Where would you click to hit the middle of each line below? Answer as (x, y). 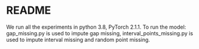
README (29, 10)
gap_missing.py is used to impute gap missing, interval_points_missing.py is (99, 33)
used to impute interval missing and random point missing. (78, 39)
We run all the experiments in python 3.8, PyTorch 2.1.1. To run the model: (96, 27)
